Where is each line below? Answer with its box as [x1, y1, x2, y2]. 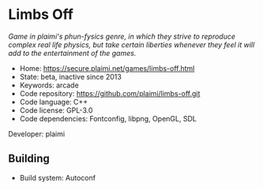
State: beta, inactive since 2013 [19, 72, 122, 81]
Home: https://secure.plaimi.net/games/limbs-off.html [19, 63, 195, 73]
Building [8, 152, 50, 166]
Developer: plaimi [8, 129, 66, 139]
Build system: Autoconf [19, 173, 96, 182]
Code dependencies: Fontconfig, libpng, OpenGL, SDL [19, 114, 197, 123]
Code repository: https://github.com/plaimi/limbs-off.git [19, 88, 201, 98]
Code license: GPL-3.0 [19, 105, 93, 115]
